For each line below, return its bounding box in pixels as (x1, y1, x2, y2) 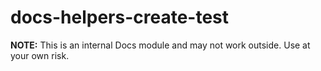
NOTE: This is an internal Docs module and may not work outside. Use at (10, 39, 311, 51)
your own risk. (10, 49, 70, 61)
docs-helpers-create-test (10, 6, 230, 29)
